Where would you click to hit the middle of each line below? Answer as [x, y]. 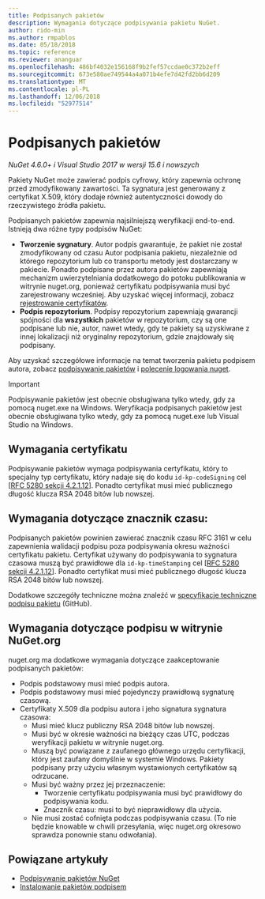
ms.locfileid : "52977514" [50, 104]
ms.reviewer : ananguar [45, 60]
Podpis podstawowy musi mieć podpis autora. [94, 683]
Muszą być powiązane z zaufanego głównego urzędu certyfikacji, [138, 750]
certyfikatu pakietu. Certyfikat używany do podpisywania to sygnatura [123, 554]
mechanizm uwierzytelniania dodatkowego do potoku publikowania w [132, 278]
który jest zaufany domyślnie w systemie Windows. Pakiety [128, 759]
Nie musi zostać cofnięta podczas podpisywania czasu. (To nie [134, 818]
